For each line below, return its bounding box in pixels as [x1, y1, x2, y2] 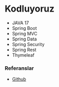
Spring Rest [12, 47, 36, 53]
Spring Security [12, 41, 45, 47]
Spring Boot [12, 25, 37, 31]
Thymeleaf [12, 52, 35, 58]
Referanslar [5, 64, 34, 71]
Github [12, 76, 26, 82]
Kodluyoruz [5, 3, 55, 15]
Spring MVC [12, 30, 38, 36]
